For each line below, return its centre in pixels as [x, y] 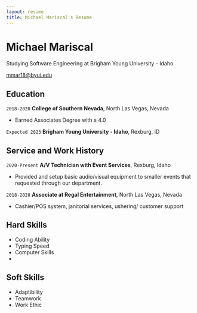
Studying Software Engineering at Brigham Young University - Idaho [90, 64]
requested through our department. [59, 183]
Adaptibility [29, 292]
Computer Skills [34, 252]
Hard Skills [27, 225]
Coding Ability [32, 239]
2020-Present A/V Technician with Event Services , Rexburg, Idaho [89, 165]
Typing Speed [32, 246]
